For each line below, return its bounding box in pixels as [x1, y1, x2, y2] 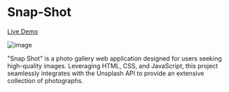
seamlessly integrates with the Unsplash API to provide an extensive [7, 69, 204, 77]
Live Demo [7, 27, 39, 36]
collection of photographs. [7, 76, 84, 84]
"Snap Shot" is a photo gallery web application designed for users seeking [7, 54, 222, 63]
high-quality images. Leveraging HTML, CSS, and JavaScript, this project [7, 61, 218, 70]
